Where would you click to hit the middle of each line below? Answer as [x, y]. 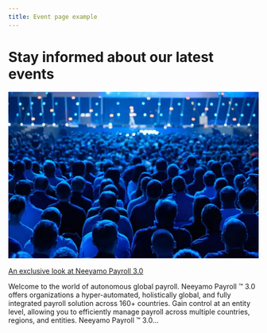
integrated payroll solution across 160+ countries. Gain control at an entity [130, 304]
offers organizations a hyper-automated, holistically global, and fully [120, 295]
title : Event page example [53, 17]
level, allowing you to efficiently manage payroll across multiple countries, [129, 312]
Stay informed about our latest [111, 57]
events [31, 74]
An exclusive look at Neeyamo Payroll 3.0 [76, 271]
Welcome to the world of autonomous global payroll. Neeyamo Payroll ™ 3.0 [132, 287]
